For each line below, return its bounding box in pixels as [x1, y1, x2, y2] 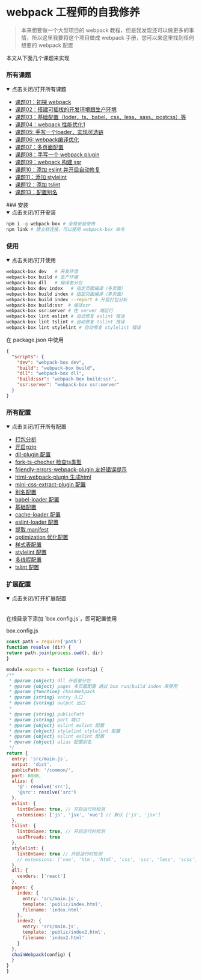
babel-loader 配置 [14, 496, 60, 503]
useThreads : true [17, 834, 61, 841]
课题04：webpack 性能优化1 [14, 121, 85, 128]
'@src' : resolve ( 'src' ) [17, 789, 77, 795]
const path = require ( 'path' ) [6, 639, 82, 645]
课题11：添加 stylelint [14, 174, 67, 181]
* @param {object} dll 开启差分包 [8, 678, 91, 684]
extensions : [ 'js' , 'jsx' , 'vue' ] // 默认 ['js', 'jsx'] [17, 812, 161, 818]
